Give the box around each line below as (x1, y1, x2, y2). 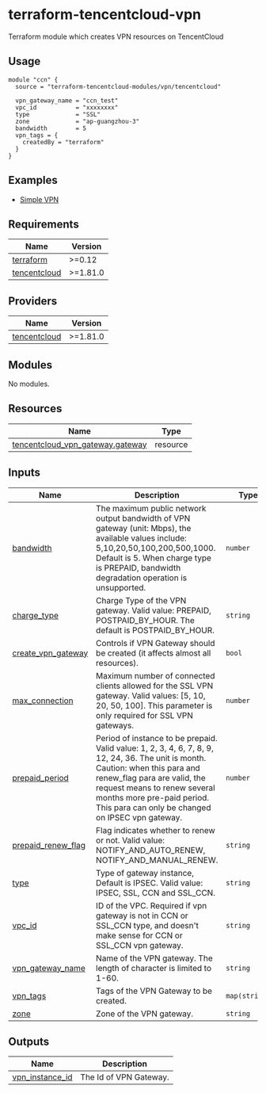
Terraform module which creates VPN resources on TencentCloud (8, 32, 224, 41)
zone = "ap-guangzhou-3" (15, 117, 140, 125)
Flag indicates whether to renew (96, 824, 215, 835)
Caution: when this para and (96, 762, 200, 774)
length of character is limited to (96, 962, 212, 973)
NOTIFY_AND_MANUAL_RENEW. (96, 854, 218, 866)
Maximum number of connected (96, 670, 215, 681)
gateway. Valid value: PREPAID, (96, 605, 211, 616)
